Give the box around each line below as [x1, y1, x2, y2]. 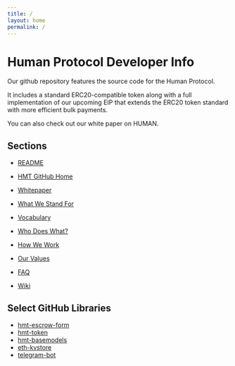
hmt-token [17, 328, 48, 336]
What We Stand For [17, 200, 75, 208]
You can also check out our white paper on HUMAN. [7, 119, 159, 128]
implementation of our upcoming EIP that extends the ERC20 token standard [7, 98, 229, 106]
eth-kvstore [17, 343, 52, 351]
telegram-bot [17, 350, 56, 359]
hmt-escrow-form [17, 320, 70, 329]
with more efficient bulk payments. [7, 106, 108, 114]
